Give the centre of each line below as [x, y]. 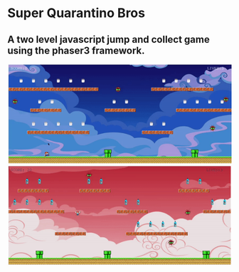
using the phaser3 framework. [76, 50]
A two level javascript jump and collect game [108, 40]
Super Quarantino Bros [76, 13]
